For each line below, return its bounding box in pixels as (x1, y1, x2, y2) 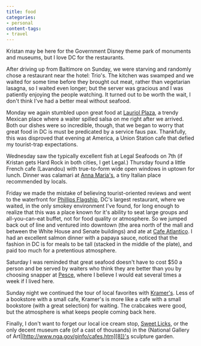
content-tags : (6, 25, 42, 32)
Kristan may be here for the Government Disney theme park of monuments (6, 47, 191, 55)
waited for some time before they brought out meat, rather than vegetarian (6, 79, 191, 86)
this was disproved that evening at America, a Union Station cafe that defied (6, 134, 194, 142)
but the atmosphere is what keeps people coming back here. (6, 308, 157, 315)
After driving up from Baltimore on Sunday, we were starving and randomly (6, 65, 192, 73)
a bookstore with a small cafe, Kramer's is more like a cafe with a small (6, 296, 181, 303)
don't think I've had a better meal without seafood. (6, 97, 131, 105)
